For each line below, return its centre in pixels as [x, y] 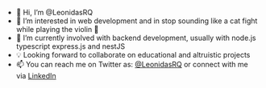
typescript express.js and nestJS [71, 46]
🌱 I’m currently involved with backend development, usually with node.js [136, 38]
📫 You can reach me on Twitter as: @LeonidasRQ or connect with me [132, 64]
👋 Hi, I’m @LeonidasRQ [54, 12]
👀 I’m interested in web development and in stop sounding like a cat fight [137, 21]
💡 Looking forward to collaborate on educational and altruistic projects [133, 55]
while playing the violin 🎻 [57, 29]
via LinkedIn [36, 76]
